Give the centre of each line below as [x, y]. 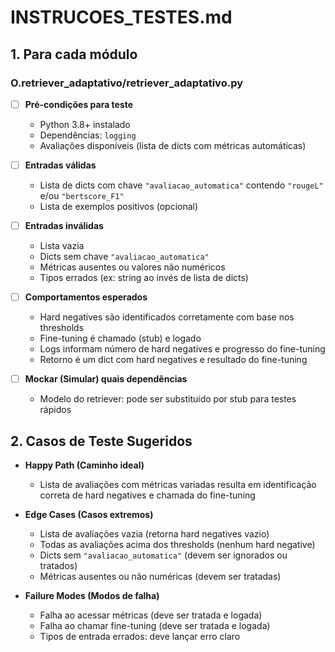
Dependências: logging [88, 135]
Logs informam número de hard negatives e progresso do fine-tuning [182, 349]
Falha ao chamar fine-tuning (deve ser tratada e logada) [155, 625]
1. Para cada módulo [74, 54]
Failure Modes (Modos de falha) [92, 595]
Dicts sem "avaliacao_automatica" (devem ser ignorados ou [163, 555]
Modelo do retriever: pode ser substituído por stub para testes [168, 399]
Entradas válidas [60, 165]
